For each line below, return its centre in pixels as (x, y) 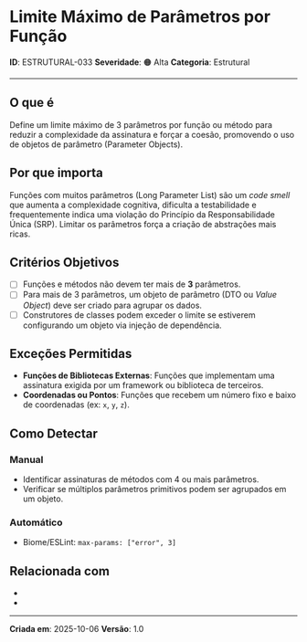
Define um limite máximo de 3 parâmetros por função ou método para (141, 124)
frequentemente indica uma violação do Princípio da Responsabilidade (143, 214)
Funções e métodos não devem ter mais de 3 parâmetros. (132, 284)
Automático (36, 522)
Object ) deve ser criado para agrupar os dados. (112, 305)
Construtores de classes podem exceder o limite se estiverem (139, 315)
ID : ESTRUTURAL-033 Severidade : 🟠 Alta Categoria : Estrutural (130, 62)
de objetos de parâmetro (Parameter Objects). (96, 144)
